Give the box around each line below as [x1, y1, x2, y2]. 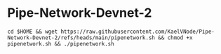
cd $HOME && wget [7, 28, 58, 35]
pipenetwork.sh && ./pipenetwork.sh [7, 40, 114, 47]
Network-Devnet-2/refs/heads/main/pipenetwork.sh [7, 34, 156, 41]
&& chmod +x [157, 34, 193, 41]
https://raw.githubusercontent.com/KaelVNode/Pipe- [60, 28, 215, 35]
